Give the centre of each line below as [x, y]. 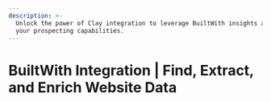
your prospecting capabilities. [70, 30]
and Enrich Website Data [93, 87]
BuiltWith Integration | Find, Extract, [131, 70]
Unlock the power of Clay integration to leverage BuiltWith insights [137, 23]
